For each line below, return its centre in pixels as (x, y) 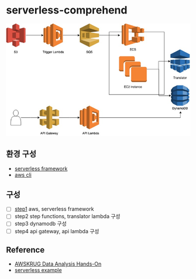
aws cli (23, 175)
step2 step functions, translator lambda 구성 (67, 216)
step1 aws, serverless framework (54, 209)
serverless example (38, 270)
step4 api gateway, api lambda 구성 (57, 231)
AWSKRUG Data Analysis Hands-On (58, 264)
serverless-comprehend (67, 10)
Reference (25, 250)
